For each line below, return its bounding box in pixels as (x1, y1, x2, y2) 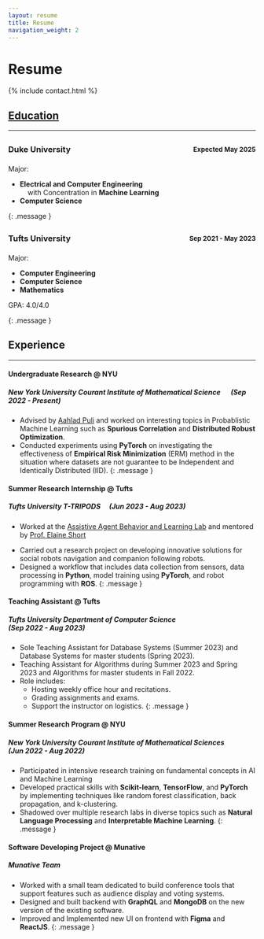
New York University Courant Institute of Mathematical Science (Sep (8, 387, 247, 397)
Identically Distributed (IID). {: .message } (19, 466, 153, 475)
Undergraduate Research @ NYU (8, 369, 118, 379)
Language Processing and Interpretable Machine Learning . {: (19, 815, 223, 825)
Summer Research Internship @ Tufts (8, 483, 134, 493)
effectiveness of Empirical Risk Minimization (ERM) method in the (19, 449, 235, 459)
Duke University (8, 143, 71, 154)
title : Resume (8, 19, 55, 27)
